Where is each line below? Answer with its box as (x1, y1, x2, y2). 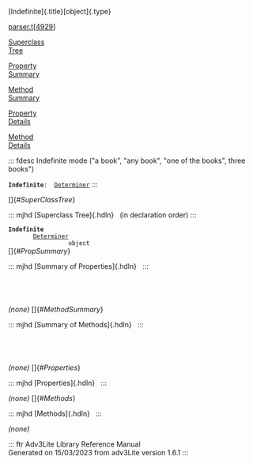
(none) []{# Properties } (8, 363, 81, 372)
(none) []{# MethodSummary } (8, 304, 104, 314)
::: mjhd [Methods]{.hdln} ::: (8, 409, 103, 418)
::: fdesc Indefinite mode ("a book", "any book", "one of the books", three (8, 156, 246, 165)
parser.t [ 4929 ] (8, 22, 56, 31)
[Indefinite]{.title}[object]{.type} (8, 7, 111, 16)
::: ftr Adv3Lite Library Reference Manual (8, 439, 141, 449)
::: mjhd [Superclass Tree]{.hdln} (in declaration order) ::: (8, 210, 197, 220)
